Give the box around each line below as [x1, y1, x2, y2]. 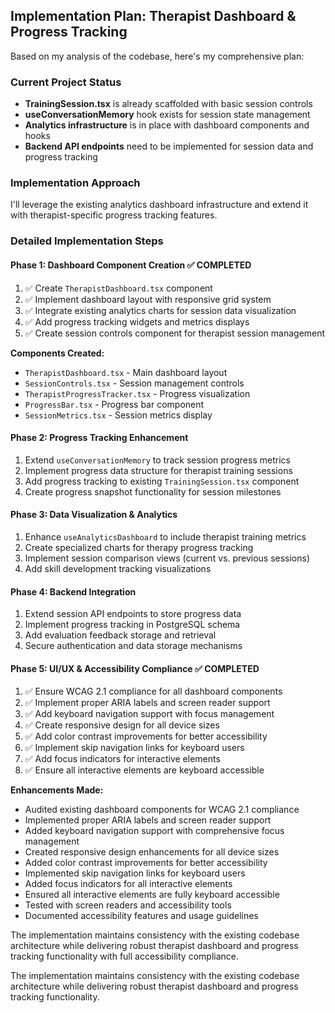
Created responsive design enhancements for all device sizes [24, 846, 280, 858]
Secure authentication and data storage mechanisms [24, 640, 243, 652]
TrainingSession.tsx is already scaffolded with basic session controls [24, 98, 313, 110]
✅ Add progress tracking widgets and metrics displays [24, 315, 250, 328]
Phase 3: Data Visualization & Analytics [10, 509, 178, 521]
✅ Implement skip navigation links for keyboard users [24, 742, 245, 754]
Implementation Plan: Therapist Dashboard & [10, 8, 297, 25]
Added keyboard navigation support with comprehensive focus [24, 825, 285, 837]
